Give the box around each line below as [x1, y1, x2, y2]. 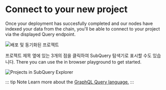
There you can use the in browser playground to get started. [16, 58, 142, 65]
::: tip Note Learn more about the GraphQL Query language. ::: [5, 79, 134, 85]
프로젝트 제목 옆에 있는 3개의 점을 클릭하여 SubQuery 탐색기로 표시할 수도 [5, 52, 152, 58]
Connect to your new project [5, 4, 128, 15]
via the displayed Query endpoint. [5, 31, 76, 37]
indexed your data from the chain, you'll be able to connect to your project [5, 25, 160, 32]
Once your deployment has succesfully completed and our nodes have [5, 20, 153, 26]
